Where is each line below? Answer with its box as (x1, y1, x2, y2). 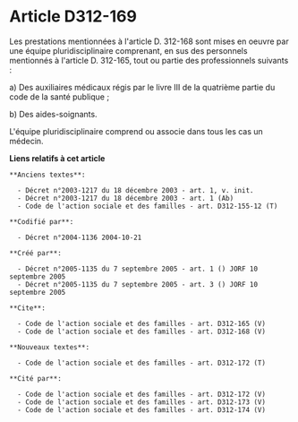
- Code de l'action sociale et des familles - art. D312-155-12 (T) (17, 202, 278, 211)
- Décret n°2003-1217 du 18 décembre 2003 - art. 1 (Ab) (17, 194, 234, 202)
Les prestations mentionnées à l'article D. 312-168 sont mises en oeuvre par (9, 36, 289, 47)
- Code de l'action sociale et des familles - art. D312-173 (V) (17, 397, 267, 407)
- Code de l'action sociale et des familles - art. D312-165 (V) (17, 319, 267, 328)
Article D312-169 (9, 6, 137, 27)
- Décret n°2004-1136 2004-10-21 (17, 233, 142, 242)
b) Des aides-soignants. (9, 108, 98, 119)
